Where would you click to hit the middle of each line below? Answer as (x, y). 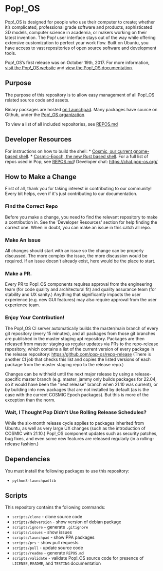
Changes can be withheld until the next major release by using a (69, 374)
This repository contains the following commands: (55, 507)
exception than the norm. (30, 400)
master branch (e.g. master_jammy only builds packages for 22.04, (89, 379)
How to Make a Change (41, 177)
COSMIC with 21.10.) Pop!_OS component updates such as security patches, (81, 433)
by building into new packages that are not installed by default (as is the (77, 389)
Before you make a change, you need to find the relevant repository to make (81, 217)
